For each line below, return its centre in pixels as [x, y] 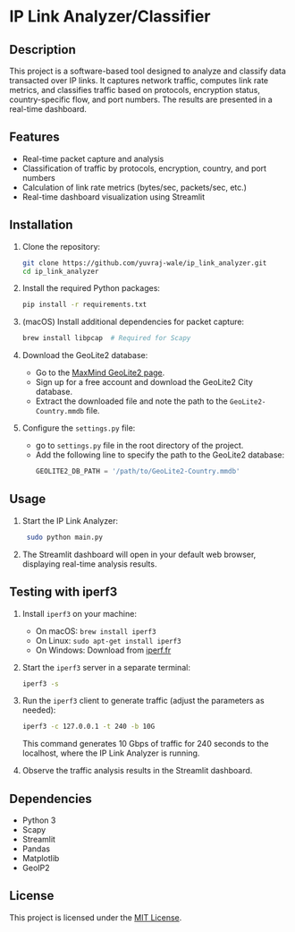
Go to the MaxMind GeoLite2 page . [100, 372]
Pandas [36, 849]
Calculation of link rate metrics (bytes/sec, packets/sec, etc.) [135, 187]
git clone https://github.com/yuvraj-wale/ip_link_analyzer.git [144, 263]
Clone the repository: [61, 246]
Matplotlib [41, 859]
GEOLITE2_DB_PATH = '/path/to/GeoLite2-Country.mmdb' [138, 472]
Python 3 [39, 820]
